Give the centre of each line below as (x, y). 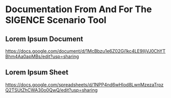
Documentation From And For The (79, 9)
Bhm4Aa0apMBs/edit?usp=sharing (42, 56)
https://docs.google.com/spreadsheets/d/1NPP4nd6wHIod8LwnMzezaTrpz (84, 84)
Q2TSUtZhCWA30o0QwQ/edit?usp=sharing (52, 90)
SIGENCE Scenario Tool (56, 20)
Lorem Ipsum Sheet (37, 72)
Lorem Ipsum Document (44, 39)
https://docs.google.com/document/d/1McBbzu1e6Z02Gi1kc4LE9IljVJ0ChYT (86, 51)
